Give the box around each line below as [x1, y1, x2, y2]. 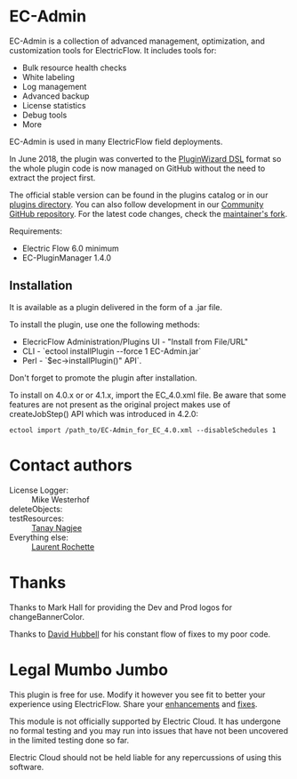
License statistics [21, 100, 86, 110]
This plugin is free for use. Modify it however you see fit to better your [9, 689, 266, 700]
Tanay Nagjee [31, 522, 83, 533]
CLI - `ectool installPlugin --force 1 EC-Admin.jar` [21, 345, 202, 357]
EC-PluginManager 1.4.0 [21, 252, 112, 263]
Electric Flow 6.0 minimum [21, 243, 120, 253]
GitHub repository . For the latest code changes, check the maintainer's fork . [9, 208, 288, 219]
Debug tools [21, 109, 68, 120]
